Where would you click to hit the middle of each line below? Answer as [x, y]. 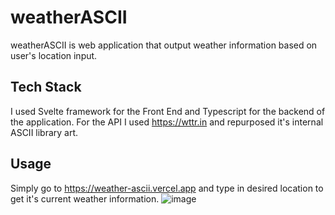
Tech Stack [46, 87]
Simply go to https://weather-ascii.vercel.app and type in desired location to [167, 188]
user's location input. [54, 55]
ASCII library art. [44, 132]
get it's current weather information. [85, 198]
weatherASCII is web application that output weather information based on [164, 45]
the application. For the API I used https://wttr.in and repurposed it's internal [167, 122]
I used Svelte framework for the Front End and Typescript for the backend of [168, 111]
